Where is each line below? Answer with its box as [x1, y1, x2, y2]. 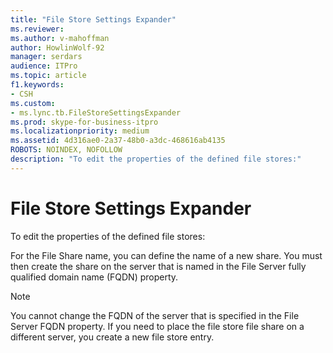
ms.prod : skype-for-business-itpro [10, 117, 159, 127]
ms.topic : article [10, 71, 87, 81]
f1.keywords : [10, 80, 65, 90]
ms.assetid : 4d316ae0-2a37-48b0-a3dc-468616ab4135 [10, 136, 226, 146]
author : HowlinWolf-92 [10, 42, 105, 53]
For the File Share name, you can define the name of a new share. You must [10, 249, 323, 261]
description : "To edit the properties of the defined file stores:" [10, 154, 302, 164]
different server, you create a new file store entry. [10, 331, 215, 343]
